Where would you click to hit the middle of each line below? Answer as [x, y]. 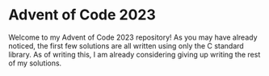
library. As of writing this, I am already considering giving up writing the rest [134, 54]
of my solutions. [35, 63]
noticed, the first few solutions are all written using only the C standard [126, 45]
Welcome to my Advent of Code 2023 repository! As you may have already [133, 37]
